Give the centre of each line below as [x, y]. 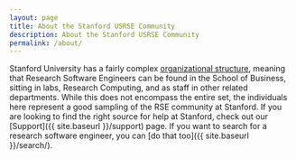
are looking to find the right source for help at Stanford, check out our [139, 117]
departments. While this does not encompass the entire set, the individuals [148, 98]
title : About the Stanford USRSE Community [92, 26]
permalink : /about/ [46, 43]
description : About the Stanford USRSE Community [105, 34]
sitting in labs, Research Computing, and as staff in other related [129, 88]
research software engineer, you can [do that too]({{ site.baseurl [129, 136]
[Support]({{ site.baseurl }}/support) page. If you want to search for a [139, 126]
